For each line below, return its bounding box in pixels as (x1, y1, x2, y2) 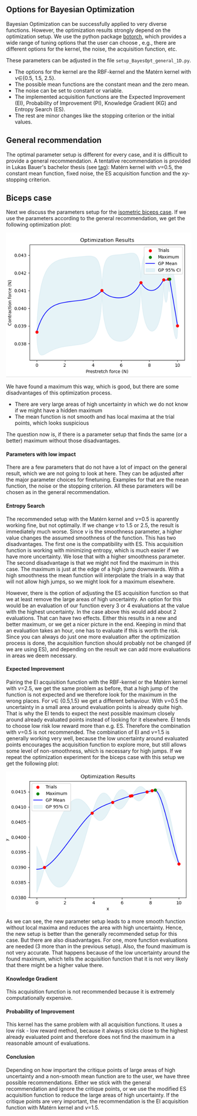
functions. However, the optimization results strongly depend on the (6, 27, 171, 34)
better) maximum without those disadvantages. (6, 437, 121, 444)
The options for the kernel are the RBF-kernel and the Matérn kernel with (14, 68, 191, 75)
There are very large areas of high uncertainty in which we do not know (14, 400, 188, 408)
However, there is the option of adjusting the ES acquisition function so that (6, 589, 189, 597)
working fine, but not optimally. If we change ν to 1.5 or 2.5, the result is (6, 521, 179, 529)
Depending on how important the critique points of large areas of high (6, 1066, 175, 1074)
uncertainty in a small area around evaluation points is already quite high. (6, 703, 183, 710)
